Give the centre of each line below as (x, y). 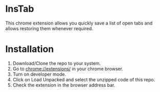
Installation (30, 49)
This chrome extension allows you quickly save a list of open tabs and (79, 23)
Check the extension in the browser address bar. (64, 85)
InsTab (20, 9)
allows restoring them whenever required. (49, 28)
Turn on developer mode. (39, 74)
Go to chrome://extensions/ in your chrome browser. (68, 68)
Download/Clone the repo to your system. (57, 63)
